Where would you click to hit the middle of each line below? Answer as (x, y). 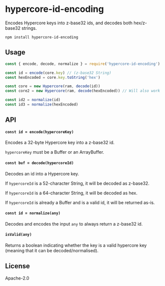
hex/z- (140, 23)
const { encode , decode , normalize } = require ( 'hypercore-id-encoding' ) (83, 64)
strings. (29, 28)
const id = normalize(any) (33, 213)
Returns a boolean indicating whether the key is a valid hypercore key (76, 245)
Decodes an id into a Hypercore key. (42, 173)
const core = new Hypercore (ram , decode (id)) (53, 86)
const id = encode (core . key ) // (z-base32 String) (58, 73)
